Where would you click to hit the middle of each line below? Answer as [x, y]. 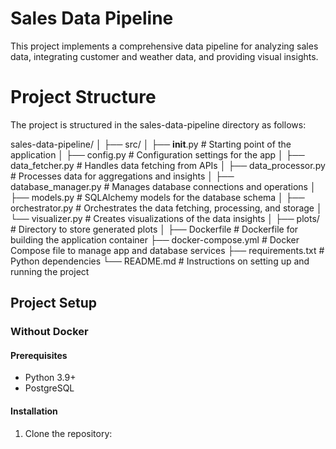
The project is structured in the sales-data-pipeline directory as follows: [158, 124]
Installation [34, 411]
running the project [50, 271]
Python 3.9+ [50, 378]
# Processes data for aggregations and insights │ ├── [122, 176]
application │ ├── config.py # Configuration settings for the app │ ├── [157, 154]
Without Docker [49, 332]
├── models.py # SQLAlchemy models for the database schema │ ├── [157, 197]
